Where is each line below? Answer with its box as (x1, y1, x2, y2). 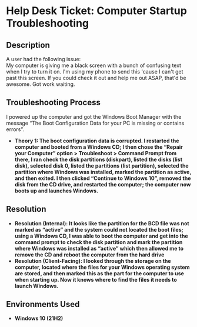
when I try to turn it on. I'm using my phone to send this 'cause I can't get (6, 68, 183, 75)
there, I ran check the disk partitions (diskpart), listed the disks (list (14, 156, 183, 163)
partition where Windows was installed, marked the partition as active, (14, 168, 192, 175)
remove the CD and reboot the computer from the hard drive (14, 251, 165, 258)
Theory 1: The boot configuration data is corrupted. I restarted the (14, 137, 179, 144)
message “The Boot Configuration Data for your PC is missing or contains (6, 119, 185, 126)
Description (6, 40, 50, 50)
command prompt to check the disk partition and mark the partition (14, 238, 183, 245)
